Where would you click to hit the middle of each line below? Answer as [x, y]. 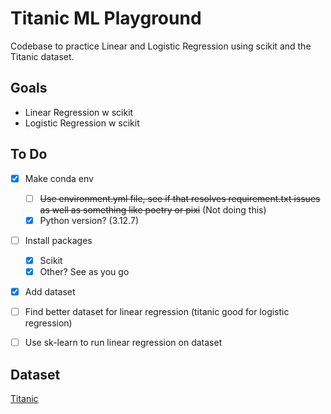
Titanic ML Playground [106, 18]
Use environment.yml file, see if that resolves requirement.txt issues [180, 198]
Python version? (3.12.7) [89, 220]
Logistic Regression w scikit [82, 123]
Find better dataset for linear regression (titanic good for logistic [157, 311]
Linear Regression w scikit [79, 112]
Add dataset [50, 291]
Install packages [58, 240]
